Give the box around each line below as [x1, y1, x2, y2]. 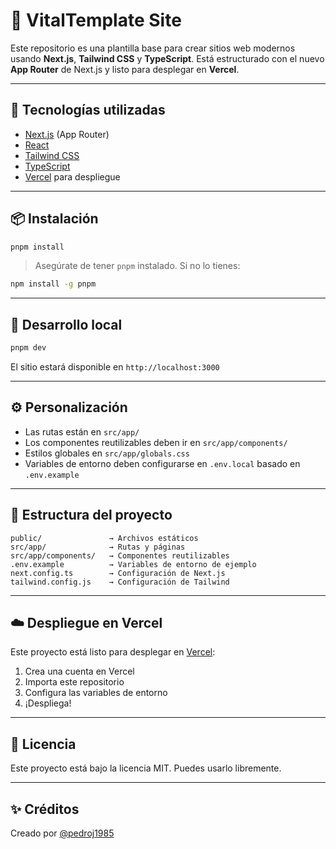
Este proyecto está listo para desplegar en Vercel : [10, 646, 216, 658]
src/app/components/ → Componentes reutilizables [10, 550, 230, 561]
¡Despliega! [24, 697, 72, 709]
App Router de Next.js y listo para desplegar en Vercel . [10, 63, 240, 75]
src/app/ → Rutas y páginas [10, 542, 186, 552]
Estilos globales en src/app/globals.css [24, 447, 190, 459]
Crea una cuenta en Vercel [24, 665, 135, 678]
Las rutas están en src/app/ [24, 425, 140, 438]
